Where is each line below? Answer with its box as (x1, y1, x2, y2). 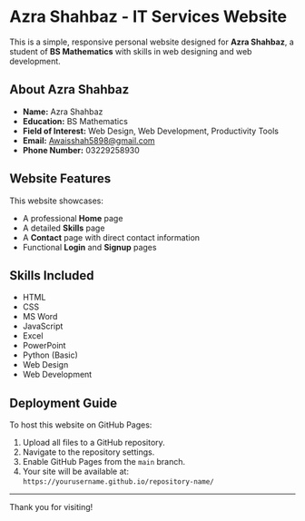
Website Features (9, 171, 112, 187)
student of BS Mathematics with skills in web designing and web (9, 45, 252, 56)
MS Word (22, 311, 58, 322)
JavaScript (22, 320, 64, 332)
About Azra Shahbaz (9, 82, 130, 97)
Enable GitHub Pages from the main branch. (22, 457, 186, 467)
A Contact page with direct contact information (22, 231, 201, 242)
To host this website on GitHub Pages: (9, 419, 152, 430)
